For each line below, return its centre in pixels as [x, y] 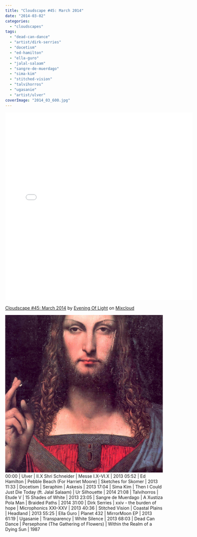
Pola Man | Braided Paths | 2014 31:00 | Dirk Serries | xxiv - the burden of [81, 502]
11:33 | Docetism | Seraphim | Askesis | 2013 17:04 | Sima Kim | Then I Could [83, 486]
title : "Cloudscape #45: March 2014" [44, 10]
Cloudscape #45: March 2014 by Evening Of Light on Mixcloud [70, 308]
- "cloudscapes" [26, 26]
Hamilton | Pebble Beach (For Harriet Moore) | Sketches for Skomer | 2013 [81, 481]
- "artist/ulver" [28, 95]
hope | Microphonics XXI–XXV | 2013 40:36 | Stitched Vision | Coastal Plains [84, 508]
